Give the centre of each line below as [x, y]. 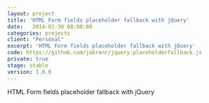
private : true [28, 59]
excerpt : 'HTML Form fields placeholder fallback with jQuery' [102, 46]
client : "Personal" [36, 40]
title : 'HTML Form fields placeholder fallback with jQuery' [99, 20]
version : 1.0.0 [29, 72]
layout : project [31, 14]
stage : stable [28, 65]
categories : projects [39, 33]
